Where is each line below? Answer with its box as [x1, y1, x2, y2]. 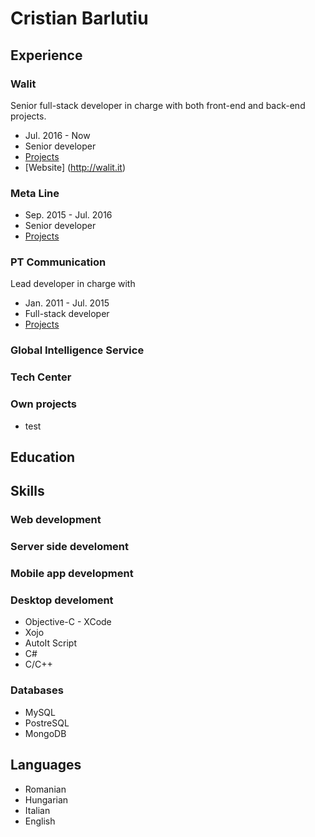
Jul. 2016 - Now [24, 129, 91, 141]
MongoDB [24, 727, 67, 739]
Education [10, 449, 76, 466]
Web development [10, 513, 102, 527]
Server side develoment [10, 540, 130, 554]
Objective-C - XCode [24, 616, 112, 628]
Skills [10, 483, 45, 500]
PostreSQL [24, 717, 70, 729]
